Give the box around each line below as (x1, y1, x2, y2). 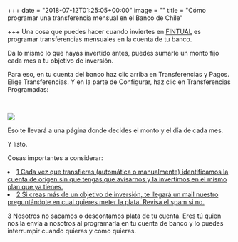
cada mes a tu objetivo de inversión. (7, 56, 114, 65)
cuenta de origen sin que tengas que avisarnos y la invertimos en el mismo (7, 175, 227, 184)
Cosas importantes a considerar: (7, 154, 103, 162)
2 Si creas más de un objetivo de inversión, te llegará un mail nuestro (16, 190, 219, 199)
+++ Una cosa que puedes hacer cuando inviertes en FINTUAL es (7, 28, 202, 36)
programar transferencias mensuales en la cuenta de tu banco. (7, 35, 192, 43)
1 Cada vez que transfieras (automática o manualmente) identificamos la (16, 167, 229, 176)
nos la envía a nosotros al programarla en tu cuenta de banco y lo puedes (7, 219, 224, 227)
